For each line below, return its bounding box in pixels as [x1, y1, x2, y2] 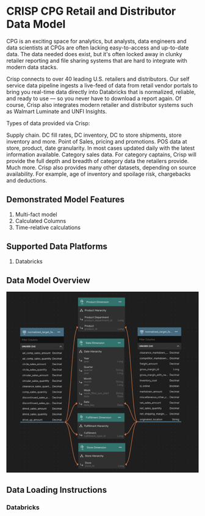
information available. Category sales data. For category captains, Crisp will [6, 151, 196, 158]
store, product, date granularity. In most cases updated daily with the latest [6, 144, 195, 151]
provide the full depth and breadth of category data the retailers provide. [6, 157, 189, 164]
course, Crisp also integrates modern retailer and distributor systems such [6, 101, 193, 108]
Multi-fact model [15, 211, 57, 218]
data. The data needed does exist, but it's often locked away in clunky [6, 50, 182, 57]
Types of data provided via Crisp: [6, 119, 90, 126]
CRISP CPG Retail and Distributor [6, 4, 176, 18]
